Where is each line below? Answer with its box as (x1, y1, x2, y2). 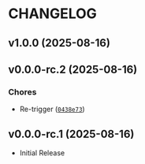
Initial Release (19, 148, 65, 158)
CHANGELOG (8, 5, 97, 23)
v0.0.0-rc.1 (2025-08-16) (8, 127, 135, 140)
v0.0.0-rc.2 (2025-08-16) (8, 62, 138, 76)
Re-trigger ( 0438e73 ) (19, 104, 85, 114)
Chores (8, 86, 37, 97)
